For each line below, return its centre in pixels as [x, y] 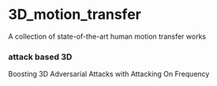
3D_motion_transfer [75, 15]
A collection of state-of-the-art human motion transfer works [107, 36]
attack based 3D [40, 57]
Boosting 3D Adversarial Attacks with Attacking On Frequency [109, 74]
